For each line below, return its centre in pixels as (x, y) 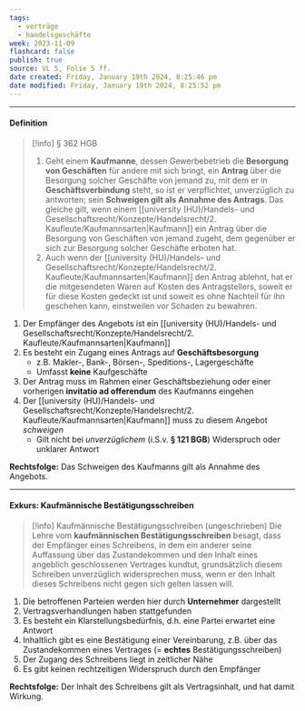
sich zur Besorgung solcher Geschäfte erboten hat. (141, 247)
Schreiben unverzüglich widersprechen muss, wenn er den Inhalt (153, 575)
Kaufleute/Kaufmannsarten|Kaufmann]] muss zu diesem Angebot (145, 420)
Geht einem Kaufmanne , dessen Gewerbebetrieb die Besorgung (167, 161)
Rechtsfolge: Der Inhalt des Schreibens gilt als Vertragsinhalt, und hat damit (152, 686)
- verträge (38, 26)
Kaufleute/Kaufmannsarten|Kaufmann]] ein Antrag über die (156, 228)
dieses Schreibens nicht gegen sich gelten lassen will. (133, 584)
